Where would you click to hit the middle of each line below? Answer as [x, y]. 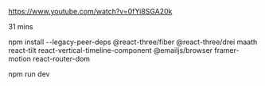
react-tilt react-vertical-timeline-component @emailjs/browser [111, 50]
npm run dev [29, 74]
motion [20, 59]
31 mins [21, 26]
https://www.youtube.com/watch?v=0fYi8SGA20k [90, 11]
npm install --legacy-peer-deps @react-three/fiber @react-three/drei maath [133, 42]
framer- [227, 50]
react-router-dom [61, 59]
